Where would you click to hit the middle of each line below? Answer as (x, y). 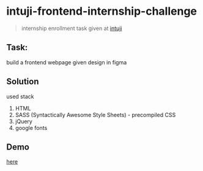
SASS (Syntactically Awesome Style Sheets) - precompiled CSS (95, 115)
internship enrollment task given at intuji (72, 28)
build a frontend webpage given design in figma (67, 62)
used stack (20, 96)
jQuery (24, 121)
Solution (23, 82)
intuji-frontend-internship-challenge (102, 11)
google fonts (31, 127)
